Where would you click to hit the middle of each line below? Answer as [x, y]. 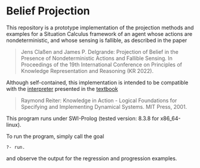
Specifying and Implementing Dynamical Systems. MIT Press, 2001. [104, 106]
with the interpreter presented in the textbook [62, 88]
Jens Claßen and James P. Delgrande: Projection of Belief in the [100, 51]
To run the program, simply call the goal [55, 136]
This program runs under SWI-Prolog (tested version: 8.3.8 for [83, 118]
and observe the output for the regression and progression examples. [92, 158]
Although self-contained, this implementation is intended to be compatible [97, 83]
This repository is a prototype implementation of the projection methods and [100, 28]
